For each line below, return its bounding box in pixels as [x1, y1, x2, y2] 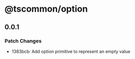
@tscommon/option [4, 3, 88, 15]
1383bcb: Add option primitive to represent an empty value [11, 48, 131, 54]
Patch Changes [4, 38, 42, 44]
